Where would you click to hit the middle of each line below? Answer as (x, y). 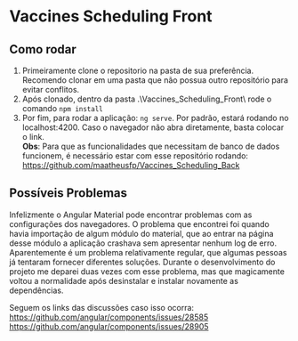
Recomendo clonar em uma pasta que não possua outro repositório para (155, 80)
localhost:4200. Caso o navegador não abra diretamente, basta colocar (153, 127)
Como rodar (43, 49)
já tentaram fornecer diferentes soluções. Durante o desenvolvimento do (142, 262)
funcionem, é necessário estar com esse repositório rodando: (135, 156)
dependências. (36, 290)
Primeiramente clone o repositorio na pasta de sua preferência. (138, 70)
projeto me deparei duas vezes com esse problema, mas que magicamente (147, 271)
